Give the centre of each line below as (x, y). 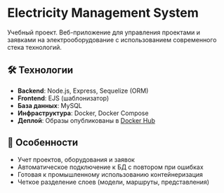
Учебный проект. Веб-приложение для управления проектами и (104, 32)
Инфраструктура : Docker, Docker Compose (83, 113)
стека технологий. (34, 47)
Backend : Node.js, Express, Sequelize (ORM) (83, 91)
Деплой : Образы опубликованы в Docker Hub (86, 120)
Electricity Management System (103, 13)
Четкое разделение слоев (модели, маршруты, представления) (113, 182)
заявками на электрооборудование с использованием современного (112, 39)
